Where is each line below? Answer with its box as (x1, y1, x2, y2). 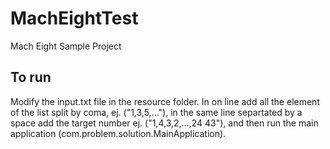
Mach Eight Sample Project (10, 40, 122, 52)
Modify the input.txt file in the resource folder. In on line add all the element (10, 95, 320, 107)
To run (10, 69, 52, 86)
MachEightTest (10, 7, 139, 30)
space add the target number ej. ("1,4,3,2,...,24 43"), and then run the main (10, 117, 319, 129)
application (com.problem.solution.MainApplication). (10, 127, 227, 139)
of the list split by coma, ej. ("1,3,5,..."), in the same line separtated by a (10, 106, 303, 118)
